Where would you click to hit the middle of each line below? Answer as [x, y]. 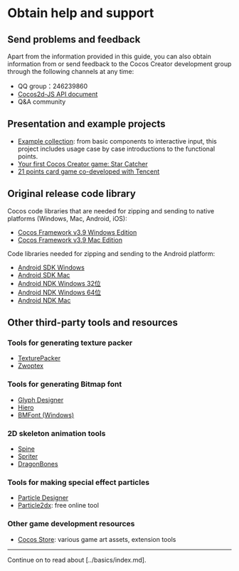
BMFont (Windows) [46, 415]
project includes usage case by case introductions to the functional [116, 149]
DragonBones [38, 464]
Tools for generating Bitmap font [65, 384]
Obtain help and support [81, 13]
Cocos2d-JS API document [58, 94]
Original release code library [72, 194]
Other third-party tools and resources [93, 322]
